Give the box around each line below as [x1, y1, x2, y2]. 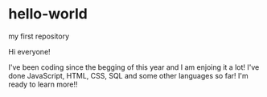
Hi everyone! [8, 46, 51, 56]
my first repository [8, 31, 70, 41]
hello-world [8, 5, 88, 23]
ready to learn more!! [8, 79, 78, 89]
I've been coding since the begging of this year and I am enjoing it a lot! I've [8, 62, 260, 72]
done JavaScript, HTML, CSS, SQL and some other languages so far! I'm [8, 71, 249, 80]
